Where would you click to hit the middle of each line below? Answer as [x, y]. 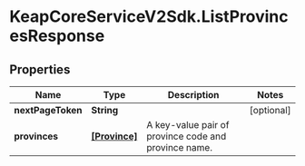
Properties [40, 69]
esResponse [57, 36]
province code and [187, 136]
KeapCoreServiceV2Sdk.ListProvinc [149, 17]
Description [193, 95]
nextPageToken [49, 110]
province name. [180, 147]
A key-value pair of [188, 125]
